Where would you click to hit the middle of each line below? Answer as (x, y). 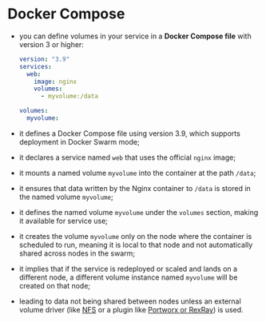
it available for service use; (64, 221)
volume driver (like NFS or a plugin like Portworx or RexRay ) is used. (131, 309)
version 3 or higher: (52, 44)
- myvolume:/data (69, 97)
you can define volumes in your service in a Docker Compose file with (135, 36)
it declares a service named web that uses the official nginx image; (127, 157)
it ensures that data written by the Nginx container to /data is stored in (135, 188)
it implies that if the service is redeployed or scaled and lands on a (128, 268)
